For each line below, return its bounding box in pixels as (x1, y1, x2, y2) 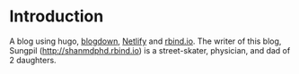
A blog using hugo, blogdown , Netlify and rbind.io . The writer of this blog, (9, 36, 282, 46)
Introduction (9, 6, 104, 27)
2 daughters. (9, 54, 57, 65)
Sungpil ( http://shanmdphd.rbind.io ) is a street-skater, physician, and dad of (9, 45, 291, 55)
